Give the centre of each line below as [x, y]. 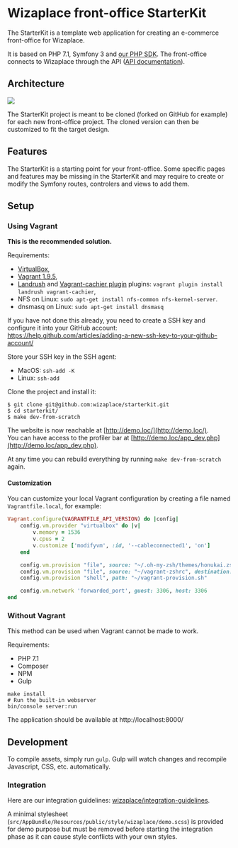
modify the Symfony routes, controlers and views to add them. [98, 184]
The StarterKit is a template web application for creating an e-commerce [113, 33]
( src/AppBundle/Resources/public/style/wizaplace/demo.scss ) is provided [116, 822]
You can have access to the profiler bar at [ [70, 438]
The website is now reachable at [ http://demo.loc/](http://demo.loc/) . [108, 430]
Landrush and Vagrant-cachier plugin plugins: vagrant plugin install [120, 284]
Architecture [36, 84]
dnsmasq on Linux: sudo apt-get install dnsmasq [91, 307]
